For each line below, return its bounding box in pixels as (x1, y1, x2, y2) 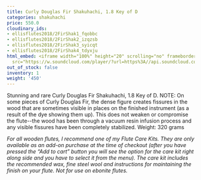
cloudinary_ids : (7, 25, 47, 32)
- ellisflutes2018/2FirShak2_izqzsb (7, 36, 98, 42)
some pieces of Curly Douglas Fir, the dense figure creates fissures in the (7, 98, 188, 105)
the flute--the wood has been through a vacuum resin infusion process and (7, 117, 192, 124)
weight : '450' (7, 75, 42, 81)
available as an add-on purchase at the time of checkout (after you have (7, 142, 187, 149)
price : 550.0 (7, 20, 39, 26)
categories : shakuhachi (7, 14, 66, 20)
